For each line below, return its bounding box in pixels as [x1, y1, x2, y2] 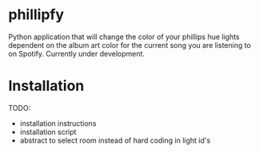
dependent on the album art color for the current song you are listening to [8, 40, 252, 49]
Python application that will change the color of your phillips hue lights [8, 32, 240, 41]
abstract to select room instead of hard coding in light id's [19, 135, 211, 145]
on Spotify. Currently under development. [8, 49, 145, 58]
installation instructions [19, 118, 97, 128]
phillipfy [8, 6, 65, 24]
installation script [19, 127, 77, 136]
